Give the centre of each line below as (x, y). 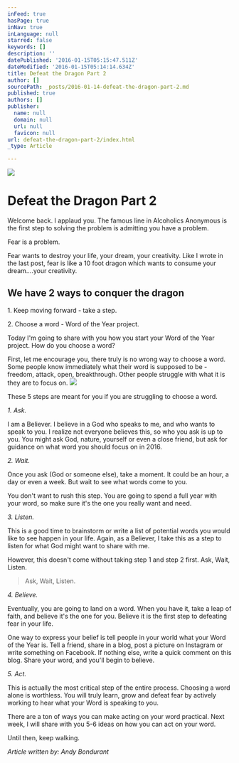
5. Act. (17, 673)
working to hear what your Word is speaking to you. (83, 703)
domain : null (33, 119)
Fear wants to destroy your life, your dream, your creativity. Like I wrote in (116, 256)
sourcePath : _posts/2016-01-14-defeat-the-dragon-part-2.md (99, 87)
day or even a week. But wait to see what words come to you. (97, 481)
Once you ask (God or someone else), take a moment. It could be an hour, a (118, 474)
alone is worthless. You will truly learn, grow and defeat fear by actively (112, 695)
